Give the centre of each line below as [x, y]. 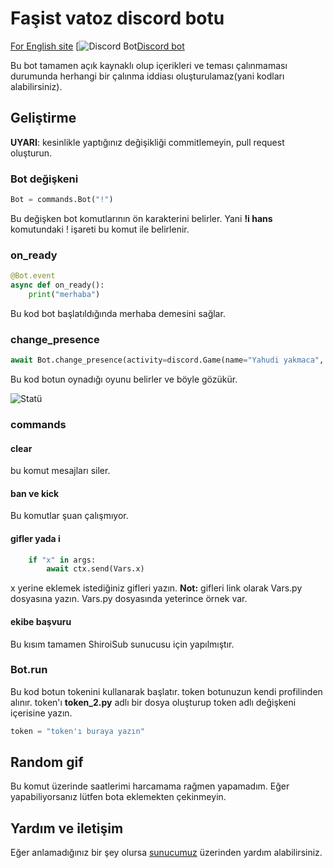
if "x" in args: [62, 560]
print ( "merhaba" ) [64, 294]
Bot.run [29, 670]
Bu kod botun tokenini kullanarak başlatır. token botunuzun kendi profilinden [166, 691]
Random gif [47, 762]
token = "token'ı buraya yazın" [77, 731]
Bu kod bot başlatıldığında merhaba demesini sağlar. [118, 313]
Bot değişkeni [44, 179]
